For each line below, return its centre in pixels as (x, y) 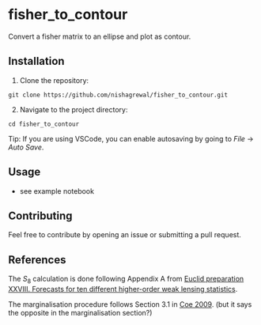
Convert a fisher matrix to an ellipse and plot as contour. (100, 36)
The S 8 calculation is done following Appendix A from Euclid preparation (126, 280)
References (37, 260)
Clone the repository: (54, 80)
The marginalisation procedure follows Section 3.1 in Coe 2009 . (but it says (130, 304)
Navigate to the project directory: (74, 109)
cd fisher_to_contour (44, 124)
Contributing (40, 215)
